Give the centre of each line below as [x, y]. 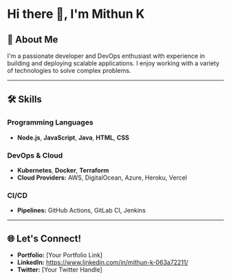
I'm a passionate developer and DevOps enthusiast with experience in [106, 56]
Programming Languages [51, 122]
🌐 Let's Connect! [44, 238]
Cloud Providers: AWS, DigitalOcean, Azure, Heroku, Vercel [102, 177]
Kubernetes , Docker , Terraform [63, 170]
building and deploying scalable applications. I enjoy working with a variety [113, 63]
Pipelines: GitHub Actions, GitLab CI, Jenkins [81, 211]
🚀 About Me [33, 40]
